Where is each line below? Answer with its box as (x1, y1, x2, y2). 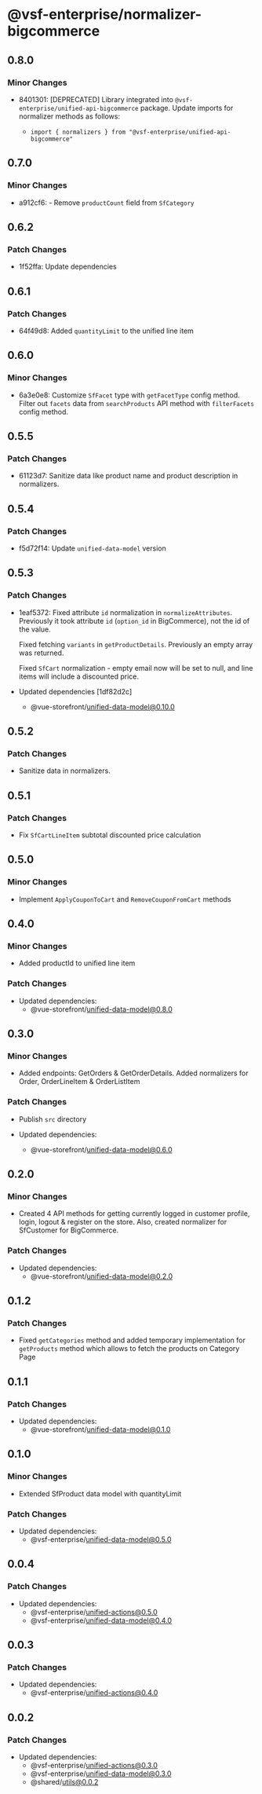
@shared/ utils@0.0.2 (30, 1778, 99, 1787)
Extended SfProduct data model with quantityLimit (18, 1488, 182, 1498)
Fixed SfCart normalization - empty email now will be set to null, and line (18, 663, 253, 672)
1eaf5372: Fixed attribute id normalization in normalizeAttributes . (18, 607, 233, 617)
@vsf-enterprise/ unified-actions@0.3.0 (30, 1761, 158, 1770)
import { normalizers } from (30, 128, 126, 136)
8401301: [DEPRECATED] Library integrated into (18, 94, 174, 104)
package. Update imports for (140, 103, 234, 112)
